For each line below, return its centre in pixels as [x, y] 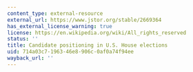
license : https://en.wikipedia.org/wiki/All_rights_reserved [97, 33]
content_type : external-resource [55, 13]
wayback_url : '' [30, 58]
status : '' [23, 39]
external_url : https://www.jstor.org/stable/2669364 [84, 20]
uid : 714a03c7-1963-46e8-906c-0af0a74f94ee [71, 52]
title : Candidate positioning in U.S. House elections [88, 45]
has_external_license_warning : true [60, 26]
